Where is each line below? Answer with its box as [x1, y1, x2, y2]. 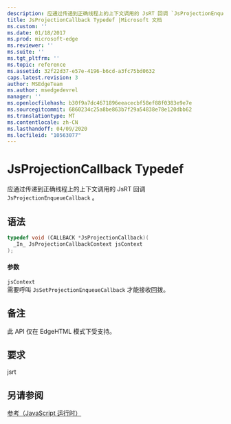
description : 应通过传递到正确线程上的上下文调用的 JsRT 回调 [7, 10, 168, 17]
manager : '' [7, 94, 41, 100]
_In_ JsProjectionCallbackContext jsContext [13, 240, 143, 248]
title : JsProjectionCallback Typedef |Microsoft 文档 [7, 17, 163, 23]
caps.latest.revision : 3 [7, 74, 78, 81]
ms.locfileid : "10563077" [7, 131, 81, 138]
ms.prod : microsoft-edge [7, 36, 78, 43]
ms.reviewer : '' [7, 42, 54, 49]
